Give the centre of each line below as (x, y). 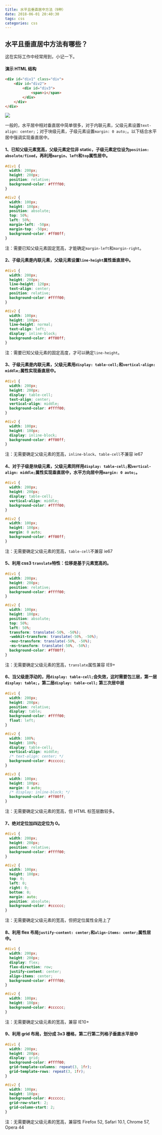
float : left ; (22, 721)
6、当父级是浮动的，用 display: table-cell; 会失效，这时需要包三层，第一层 (81, 677)
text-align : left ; (28, 329)
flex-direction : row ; (31, 967)
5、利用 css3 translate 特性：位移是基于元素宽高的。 (58, 563)
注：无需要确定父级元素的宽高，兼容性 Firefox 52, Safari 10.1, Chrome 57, (77, 1122)
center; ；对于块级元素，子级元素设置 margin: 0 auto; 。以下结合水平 (88, 131)
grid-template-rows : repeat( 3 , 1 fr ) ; (47, 1072)
